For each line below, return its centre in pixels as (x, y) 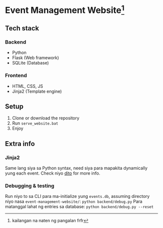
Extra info (20, 144)
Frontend (16, 76)
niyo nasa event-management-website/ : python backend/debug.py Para (74, 201)
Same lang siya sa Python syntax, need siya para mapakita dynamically (76, 168)
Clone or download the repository (46, 118)
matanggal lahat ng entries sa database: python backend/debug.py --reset (79, 207)
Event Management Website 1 (65, 9)
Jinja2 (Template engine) (37, 91)
